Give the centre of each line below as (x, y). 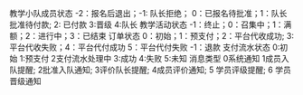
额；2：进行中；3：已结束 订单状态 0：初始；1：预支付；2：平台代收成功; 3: (151, 36)
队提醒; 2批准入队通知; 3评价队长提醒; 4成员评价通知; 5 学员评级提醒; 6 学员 (150, 70)
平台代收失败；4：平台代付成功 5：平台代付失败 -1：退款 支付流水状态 (140, 47)
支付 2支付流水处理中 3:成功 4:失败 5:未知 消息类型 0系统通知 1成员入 (161, 58)
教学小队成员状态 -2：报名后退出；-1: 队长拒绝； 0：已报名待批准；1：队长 (148, 13)
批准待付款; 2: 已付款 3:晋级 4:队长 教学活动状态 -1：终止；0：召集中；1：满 (151, 24)
